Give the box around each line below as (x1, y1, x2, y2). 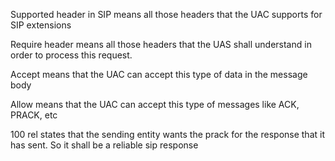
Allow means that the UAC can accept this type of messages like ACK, (10, 99, 300, 110)
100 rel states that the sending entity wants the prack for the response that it (10, 129, 325, 140)
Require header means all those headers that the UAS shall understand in (10, 39, 312, 50)
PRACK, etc (10, 109, 58, 121)
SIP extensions (10, 19, 72, 31)
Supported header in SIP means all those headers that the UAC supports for (10, 9, 323, 20)
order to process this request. (10, 49, 133, 61)
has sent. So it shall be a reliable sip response (10, 139, 199, 151)
